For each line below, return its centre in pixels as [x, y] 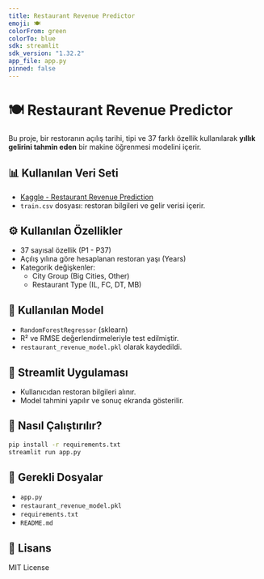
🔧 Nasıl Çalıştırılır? [55, 426]
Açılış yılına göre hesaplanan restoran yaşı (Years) [103, 259]
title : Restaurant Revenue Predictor [72, 16]
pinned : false [32, 69]
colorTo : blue [32, 38]
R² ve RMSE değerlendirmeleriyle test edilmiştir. [99, 338]
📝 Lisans [30, 548]
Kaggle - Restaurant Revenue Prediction [87, 197]
